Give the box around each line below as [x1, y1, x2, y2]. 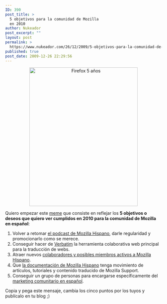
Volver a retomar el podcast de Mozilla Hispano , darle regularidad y [12, 230, 151, 237]
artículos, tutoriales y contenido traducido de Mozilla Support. [12, 268, 139, 274]
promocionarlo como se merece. [12, 236, 80, 242]
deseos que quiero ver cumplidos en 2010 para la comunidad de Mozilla [5, 215, 157, 222]
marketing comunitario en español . [12, 278, 84, 284]
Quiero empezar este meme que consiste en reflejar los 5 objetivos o [5, 210, 147, 216]
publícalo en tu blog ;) [5, 293, 50, 299]
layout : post [5, 35, 32, 40]
